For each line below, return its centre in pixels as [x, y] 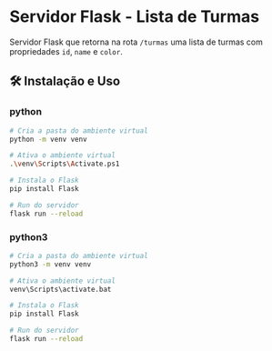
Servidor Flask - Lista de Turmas [135, 17]
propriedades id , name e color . [66, 51]
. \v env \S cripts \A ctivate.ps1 [65, 164]
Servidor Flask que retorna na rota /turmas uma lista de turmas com [136, 42]
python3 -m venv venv [50, 264]
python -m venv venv [49, 139]
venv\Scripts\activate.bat [60, 289]
